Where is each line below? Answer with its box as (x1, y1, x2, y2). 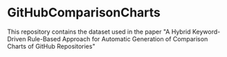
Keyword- (192, 27, 221, 36)
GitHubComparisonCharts (7, 5, 161, 21)
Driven (7, 34, 26, 43)
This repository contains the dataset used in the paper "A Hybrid (7, 27, 192, 36)
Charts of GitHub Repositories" (7, 42, 96, 50)
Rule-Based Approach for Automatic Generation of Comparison (27, 34, 208, 43)
